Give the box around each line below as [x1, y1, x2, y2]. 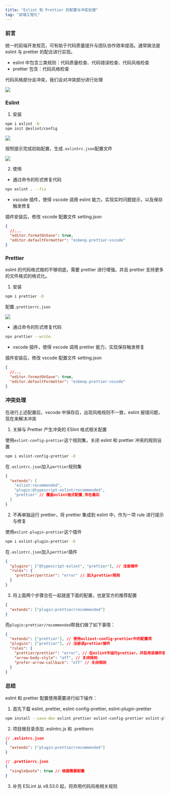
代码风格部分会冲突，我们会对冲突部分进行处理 [5, 77, 103, 83]
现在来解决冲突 [5, 416, 36, 422]
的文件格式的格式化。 [5, 273, 50, 279]
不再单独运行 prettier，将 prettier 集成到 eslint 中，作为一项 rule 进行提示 [12, 511, 164, 517]
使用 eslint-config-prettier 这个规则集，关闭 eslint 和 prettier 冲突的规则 [5, 437, 158, 443]
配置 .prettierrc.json [5, 304, 51, 310]
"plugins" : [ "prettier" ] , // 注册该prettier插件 [10, 641, 110, 646]
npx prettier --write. [5, 334, 53, 339]
